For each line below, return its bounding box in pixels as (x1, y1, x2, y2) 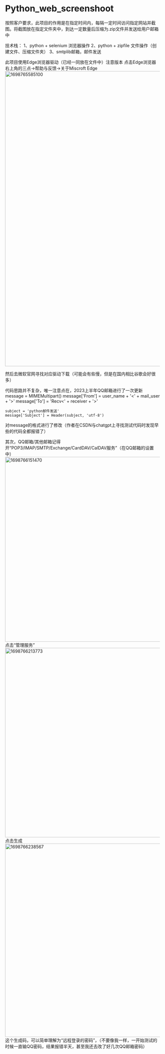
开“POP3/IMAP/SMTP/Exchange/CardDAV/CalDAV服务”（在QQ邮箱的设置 (5, 445, 154, 451)
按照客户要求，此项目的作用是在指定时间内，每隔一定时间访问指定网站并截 (5, 20, 156, 26)
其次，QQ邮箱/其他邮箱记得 (5, 438, 61, 445)
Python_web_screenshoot (5, 3, 114, 14)
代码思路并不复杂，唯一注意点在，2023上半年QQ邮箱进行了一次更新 (5, 387, 143, 393)
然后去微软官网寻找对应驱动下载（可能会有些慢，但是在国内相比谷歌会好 (5, 370, 151, 376)
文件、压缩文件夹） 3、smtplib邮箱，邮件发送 (9, 49, 102, 55)
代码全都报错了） (13, 428, 48, 434)
